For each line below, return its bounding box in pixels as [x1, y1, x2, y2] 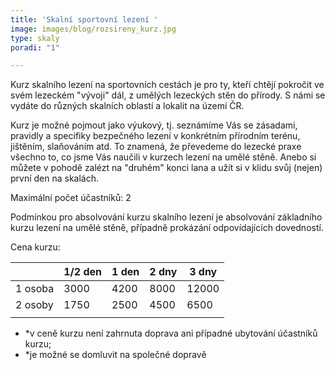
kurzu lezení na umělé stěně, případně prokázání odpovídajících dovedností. [10, 222, 324, 234]
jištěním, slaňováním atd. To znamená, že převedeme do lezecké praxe [10, 141, 302, 153]
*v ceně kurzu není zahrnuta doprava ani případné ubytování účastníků [24, 327, 318, 340]
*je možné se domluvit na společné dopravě [24, 349, 207, 361]
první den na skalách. [10, 172, 100, 185]
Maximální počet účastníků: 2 [10, 192, 132, 204]
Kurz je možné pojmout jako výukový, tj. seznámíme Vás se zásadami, [10, 119, 298, 131]
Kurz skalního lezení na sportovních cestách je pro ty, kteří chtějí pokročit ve [10, 79, 325, 91]
